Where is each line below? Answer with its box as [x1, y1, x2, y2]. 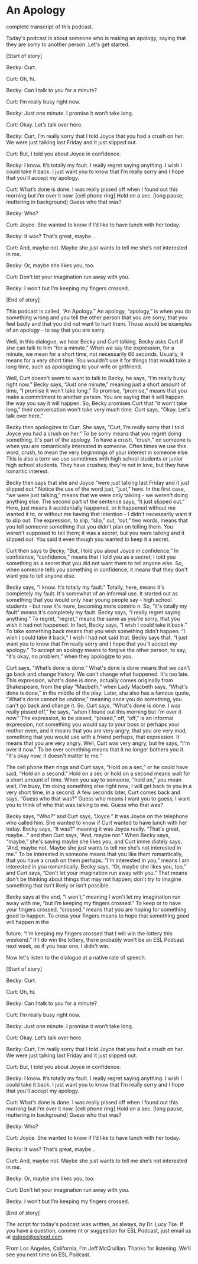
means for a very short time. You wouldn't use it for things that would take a [6, 356, 191, 364]
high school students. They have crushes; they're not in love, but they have [6, 461, 189, 468]
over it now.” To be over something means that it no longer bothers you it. [6, 746, 185, 753]
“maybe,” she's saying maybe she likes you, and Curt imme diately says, [6, 838, 182, 845]
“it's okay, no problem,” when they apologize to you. [6, 653, 133, 660]
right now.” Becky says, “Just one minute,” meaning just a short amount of [6, 381, 186, 388]
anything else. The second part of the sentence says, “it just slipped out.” [6, 498, 185, 505]
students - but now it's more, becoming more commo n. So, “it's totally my [6, 602, 187, 610]
